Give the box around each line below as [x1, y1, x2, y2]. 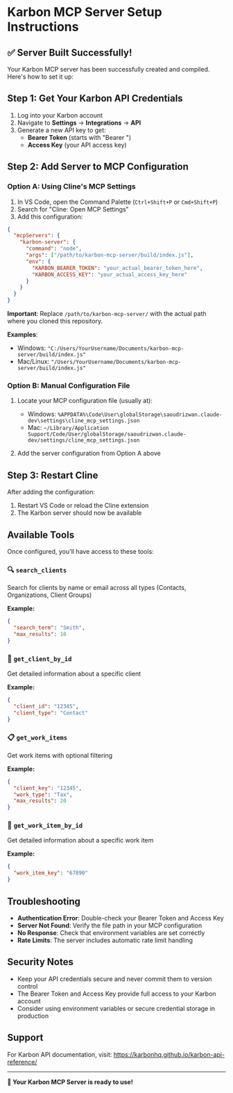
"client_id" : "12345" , [13, 703, 79, 710]
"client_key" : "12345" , [13, 784, 82, 792]
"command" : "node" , [25, 245, 82, 253]
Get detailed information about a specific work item [7, 836, 154, 845]
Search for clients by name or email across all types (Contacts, [7, 584, 187, 592]
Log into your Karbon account [17, 111, 103, 119]
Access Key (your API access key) [27, 141, 127, 149]
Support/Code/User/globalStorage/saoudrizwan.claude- [27, 431, 187, 438]
